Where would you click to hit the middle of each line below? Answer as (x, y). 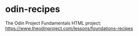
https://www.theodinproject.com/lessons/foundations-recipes (69, 28)
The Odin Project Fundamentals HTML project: (53, 23)
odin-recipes (33, 9)
